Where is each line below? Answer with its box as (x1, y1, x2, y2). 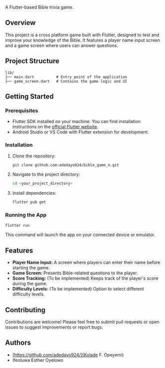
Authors (5, 339, 31, 347)
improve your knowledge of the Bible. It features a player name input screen (5, 37, 160, 43)
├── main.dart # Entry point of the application (5, 74, 127, 79)
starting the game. (12, 265, 50, 271)
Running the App (5, 212, 47, 219)
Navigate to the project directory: (12, 171, 80, 177)
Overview (5, 18, 36, 27)
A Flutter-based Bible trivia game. (5, 4, 74, 10)
